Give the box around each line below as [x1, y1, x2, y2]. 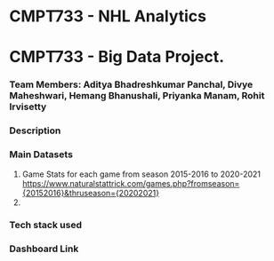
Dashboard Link [9, 242, 79, 255]
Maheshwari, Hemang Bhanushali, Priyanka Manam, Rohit [9, 90, 265, 102]
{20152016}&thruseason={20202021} [21, 187, 160, 198]
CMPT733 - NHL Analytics [9, 6, 207, 27]
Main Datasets [9, 148, 74, 161]
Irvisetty [9, 100, 47, 113]
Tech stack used [9, 219, 83, 232]
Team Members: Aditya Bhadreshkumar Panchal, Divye [9, 78, 254, 91]
